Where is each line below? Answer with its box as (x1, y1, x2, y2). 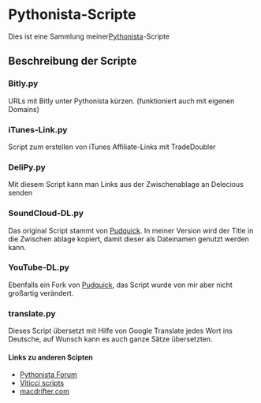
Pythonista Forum (19, 370, 77, 379)
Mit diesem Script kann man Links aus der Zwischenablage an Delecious (8, 180, 244, 189)
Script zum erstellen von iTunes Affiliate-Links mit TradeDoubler (8, 142, 216, 151)
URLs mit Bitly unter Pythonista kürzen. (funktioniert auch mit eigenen (8, 96, 235, 106)
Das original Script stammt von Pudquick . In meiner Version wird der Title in (8, 226, 254, 235)
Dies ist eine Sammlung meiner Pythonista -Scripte (8, 32, 170, 41)
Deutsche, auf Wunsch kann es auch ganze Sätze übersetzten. (8, 334, 213, 344)
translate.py (8, 308, 57, 319)
